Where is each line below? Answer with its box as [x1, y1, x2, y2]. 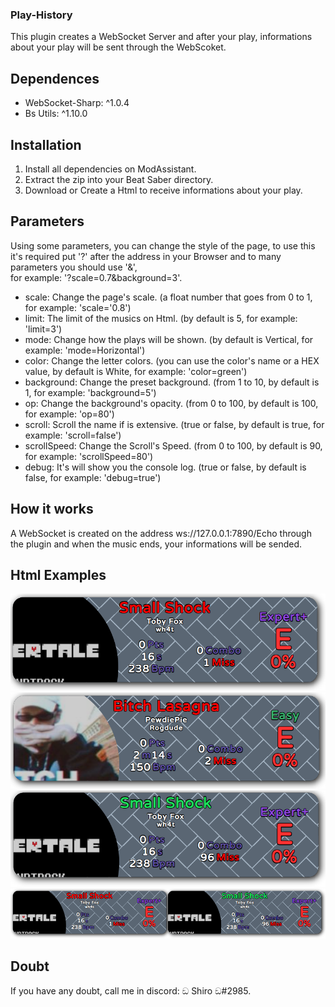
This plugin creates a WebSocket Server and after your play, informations [10, 31, 313, 43]
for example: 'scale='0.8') [24, 301, 132, 313]
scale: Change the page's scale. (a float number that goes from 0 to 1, [24, 291, 313, 303]
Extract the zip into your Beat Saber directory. [24, 173, 214, 185]
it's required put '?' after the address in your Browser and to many [10, 250, 282, 262]
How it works [10, 501, 94, 518]
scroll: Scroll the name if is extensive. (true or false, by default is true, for [24, 418, 325, 430]
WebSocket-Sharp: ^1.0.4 [24, 97, 130, 109]
